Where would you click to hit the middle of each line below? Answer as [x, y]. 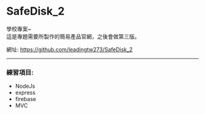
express [25, 93]
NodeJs [25, 86]
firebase [26, 99]
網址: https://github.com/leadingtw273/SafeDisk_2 [70, 49]
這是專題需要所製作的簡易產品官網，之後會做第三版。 [73, 36]
